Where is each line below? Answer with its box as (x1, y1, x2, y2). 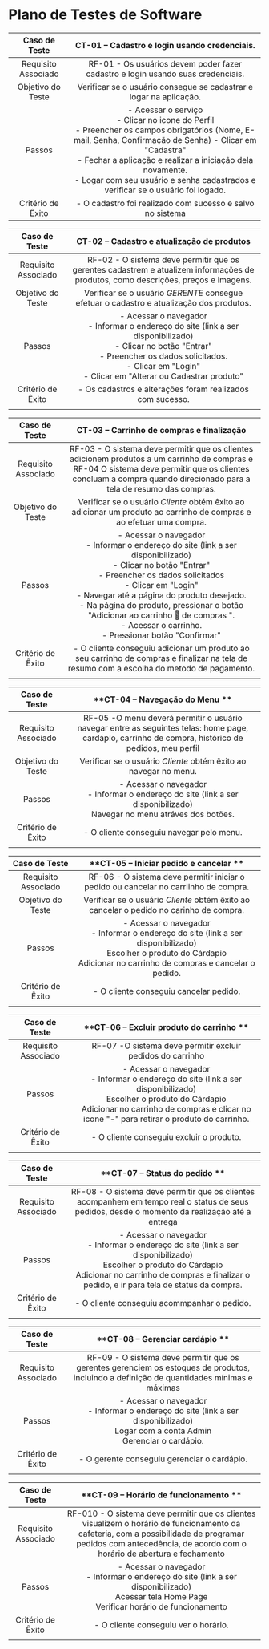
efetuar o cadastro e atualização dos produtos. (75, 297, 251, 308)
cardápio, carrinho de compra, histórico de (82, 732, 243, 743)
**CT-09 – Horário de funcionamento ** (81, 1489, 242, 1501)
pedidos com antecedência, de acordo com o (75, 1538, 247, 1549)
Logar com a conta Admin (114, 1425, 212, 1436)
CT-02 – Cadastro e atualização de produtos (75, 235, 251, 246)
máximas (146, 1382, 180, 1393)
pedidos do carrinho (127, 1050, 205, 1061)
